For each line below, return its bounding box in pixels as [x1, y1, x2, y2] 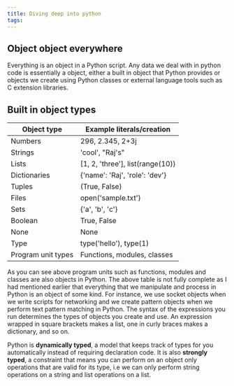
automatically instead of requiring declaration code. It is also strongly [7, 348, 208, 357]
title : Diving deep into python [7, 10, 101, 17]
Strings [10, 148, 35, 157]
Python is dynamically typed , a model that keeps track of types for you [7, 341, 214, 350]
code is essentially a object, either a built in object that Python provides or [7, 69, 221, 77]
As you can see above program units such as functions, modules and [7, 268, 206, 276]
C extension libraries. [7, 83, 68, 92]
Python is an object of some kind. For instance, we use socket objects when [7, 290, 226, 299]
